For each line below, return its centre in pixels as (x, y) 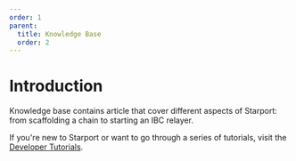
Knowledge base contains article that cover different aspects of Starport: (144, 111)
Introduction (56, 86)
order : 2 (33, 42)
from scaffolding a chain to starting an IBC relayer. (102, 120)
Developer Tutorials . (46, 147)
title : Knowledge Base (59, 34)
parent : (24, 26)
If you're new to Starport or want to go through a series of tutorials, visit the (148, 138)
